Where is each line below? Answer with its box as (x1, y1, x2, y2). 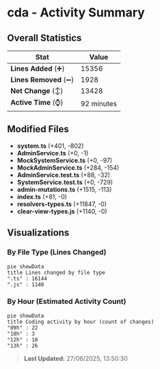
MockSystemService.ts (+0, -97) (16, 156, 113, 164)
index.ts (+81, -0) (16, 192, 67, 201)
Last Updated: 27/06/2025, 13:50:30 (23, 354, 128, 362)
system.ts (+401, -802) (16, 142, 84, 150)
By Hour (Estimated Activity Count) (7, 296, 126, 306)
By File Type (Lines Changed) (7, 248, 107, 257)
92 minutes (80, 99, 118, 108)
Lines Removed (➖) (10, 75, 74, 84)
